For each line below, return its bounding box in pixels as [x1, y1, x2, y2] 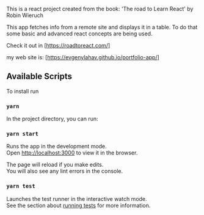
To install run [6, 87, 39, 95]
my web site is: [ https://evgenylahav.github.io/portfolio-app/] [6, 54, 160, 60]
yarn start [6, 131, 38, 137]
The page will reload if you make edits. [6, 161, 104, 169]
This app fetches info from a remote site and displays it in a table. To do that [6, 24, 198, 31]
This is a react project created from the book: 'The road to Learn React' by [6, 5, 194, 12]
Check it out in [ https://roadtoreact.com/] [6, 42, 111, 49]
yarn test [6, 183, 35, 190]
